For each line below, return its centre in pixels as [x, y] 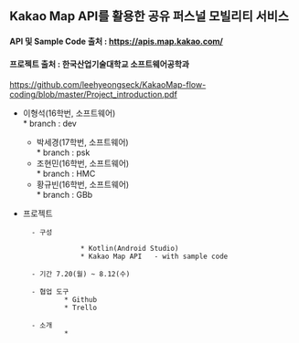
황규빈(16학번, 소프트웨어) [83, 184]
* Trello [80, 308]
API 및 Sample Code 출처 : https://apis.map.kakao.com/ [117, 41]
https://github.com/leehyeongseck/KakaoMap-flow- [108, 85]
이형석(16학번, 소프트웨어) [69, 113]
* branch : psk [63, 152]
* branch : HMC [66, 174]
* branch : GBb [64, 195]
